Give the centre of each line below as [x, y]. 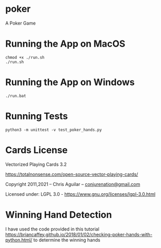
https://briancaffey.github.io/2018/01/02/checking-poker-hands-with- [79, 234]
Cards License [37, 150]
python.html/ [19, 240]
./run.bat [16, 96]
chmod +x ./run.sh [25, 57]
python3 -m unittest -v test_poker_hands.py [54, 130]
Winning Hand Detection [59, 214]
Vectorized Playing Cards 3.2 [36, 164]
